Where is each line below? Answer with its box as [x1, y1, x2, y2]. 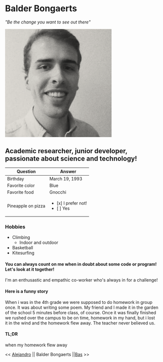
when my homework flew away [5, 342, 68, 348]
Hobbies [5, 223, 26, 230]
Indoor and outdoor [19, 240, 58, 245]
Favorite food [7, 189, 34, 195]
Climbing [12, 235, 30, 241]
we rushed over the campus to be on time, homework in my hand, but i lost [5, 315, 155, 321]
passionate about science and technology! [5, 154, 137, 162]
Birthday [7, 176, 24, 181]
